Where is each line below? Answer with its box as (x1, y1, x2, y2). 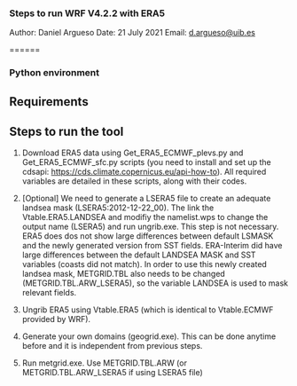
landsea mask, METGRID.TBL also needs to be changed (21, 269, 226, 280)
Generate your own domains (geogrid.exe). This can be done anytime (21, 331, 277, 342)
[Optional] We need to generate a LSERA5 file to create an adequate (21, 193, 271, 204)
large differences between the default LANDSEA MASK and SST (21, 249, 256, 260)
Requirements (9, 94, 89, 109)
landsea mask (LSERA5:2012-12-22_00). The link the (21, 202, 215, 213)
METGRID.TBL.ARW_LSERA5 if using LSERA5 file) (21, 367, 204, 378)
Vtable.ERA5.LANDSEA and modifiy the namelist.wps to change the (21, 212, 269, 223)
